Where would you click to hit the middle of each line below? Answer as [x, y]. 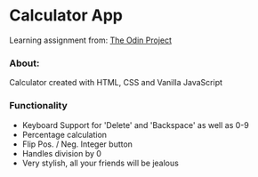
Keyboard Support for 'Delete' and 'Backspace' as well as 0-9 [135, 125]
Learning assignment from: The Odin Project [90, 40]
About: [24, 63]
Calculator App [66, 16]
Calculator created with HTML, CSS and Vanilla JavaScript [116, 83]
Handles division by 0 [62, 153]
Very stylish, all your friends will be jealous [101, 163]
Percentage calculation [64, 134]
